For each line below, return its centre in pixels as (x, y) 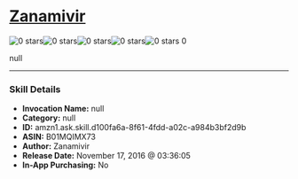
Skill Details (35, 89)
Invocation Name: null (63, 109)
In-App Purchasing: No (65, 165)
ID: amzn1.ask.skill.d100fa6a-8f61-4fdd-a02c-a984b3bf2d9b (134, 128)
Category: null (49, 118)
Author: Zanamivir (56, 146)
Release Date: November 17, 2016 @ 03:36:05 (106, 156)
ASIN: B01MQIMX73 (59, 137)
